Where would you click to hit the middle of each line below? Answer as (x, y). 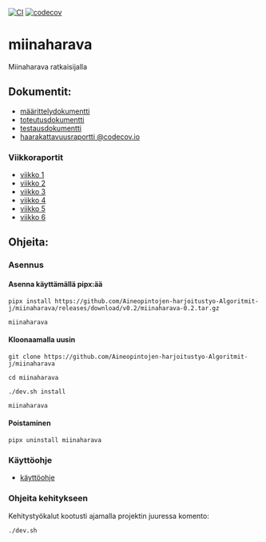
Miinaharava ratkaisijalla (48, 66)
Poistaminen (30, 423)
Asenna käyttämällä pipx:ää (56, 284)
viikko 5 (33, 209)
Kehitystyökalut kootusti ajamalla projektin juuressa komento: (109, 516)
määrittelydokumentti (55, 111)
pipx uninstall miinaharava (55, 440)
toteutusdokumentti (52, 119)
